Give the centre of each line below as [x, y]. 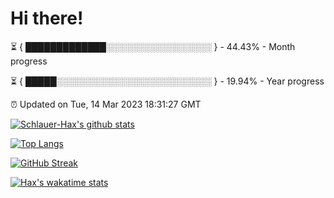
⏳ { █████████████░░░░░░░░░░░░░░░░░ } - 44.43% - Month [153, 46]
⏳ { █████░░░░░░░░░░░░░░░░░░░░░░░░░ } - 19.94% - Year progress [167, 81]
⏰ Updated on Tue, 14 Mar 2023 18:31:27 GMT [106, 104]
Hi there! [47, 18]
